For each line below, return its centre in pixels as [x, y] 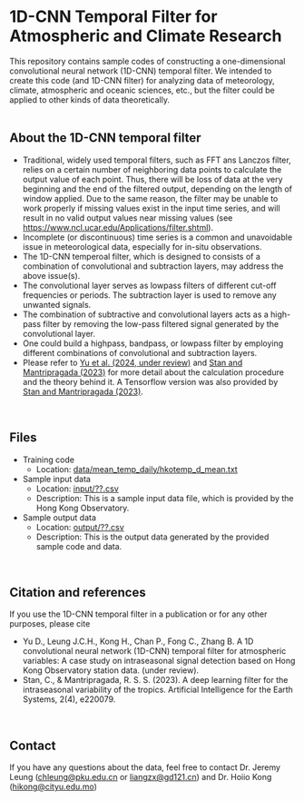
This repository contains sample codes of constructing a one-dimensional [147, 61]
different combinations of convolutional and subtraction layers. [140, 352]
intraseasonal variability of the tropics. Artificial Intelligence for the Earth [157, 690]
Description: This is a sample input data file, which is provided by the [165, 498]
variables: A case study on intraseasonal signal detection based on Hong [159, 661]
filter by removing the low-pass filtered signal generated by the [161, 323]
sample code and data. [79, 546]
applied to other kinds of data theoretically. [90, 99]
